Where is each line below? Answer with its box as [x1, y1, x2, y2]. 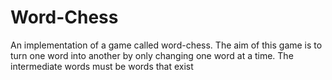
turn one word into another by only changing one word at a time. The [10, 49, 294, 61]
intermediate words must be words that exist [10, 60, 194, 72]
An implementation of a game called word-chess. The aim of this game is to [10, 39, 323, 51]
